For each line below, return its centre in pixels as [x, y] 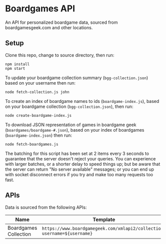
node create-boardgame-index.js [38, 115]
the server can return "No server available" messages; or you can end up [80, 169]
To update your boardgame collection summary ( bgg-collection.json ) [77, 78]
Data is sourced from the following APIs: [46, 207]
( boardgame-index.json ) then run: [39, 135]
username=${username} [67, 233]
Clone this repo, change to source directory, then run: [60, 55]
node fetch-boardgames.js [32, 144]
